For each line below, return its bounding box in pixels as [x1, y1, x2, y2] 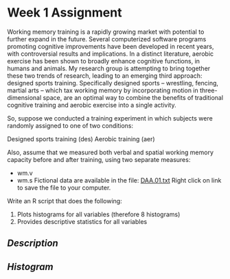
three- [199, 86, 218, 94]
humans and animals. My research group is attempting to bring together [7, 64, 211, 72]
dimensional [7, 93, 42, 101]
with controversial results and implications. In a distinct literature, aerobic [7, 50, 214, 58]
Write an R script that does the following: [7, 196, 122, 205]
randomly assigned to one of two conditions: [7, 121, 134, 130]
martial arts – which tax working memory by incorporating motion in [7, 86, 199, 94]
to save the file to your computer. [16, 183, 111, 192]
